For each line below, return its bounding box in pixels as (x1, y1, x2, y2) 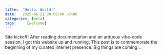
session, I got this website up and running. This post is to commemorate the (5, 39, 158, 45)
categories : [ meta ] (5, 16, 45, 21)
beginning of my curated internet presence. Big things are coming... (5, 44, 142, 50)
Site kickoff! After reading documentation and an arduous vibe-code (5, 34, 142, 40)
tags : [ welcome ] (5, 20, 47, 26)
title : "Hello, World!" (5, 7, 56, 12)
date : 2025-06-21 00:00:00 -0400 (5, 12, 78, 17)
